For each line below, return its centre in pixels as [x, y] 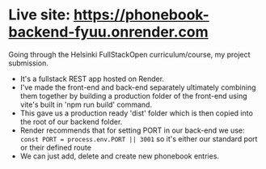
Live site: [40, 15]
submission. [28, 63]
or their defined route [55, 147]
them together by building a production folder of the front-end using [134, 95]
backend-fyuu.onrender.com [108, 32]
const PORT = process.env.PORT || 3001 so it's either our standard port [139, 138]
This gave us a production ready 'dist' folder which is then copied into [136, 113]
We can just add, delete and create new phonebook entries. [120, 156]
